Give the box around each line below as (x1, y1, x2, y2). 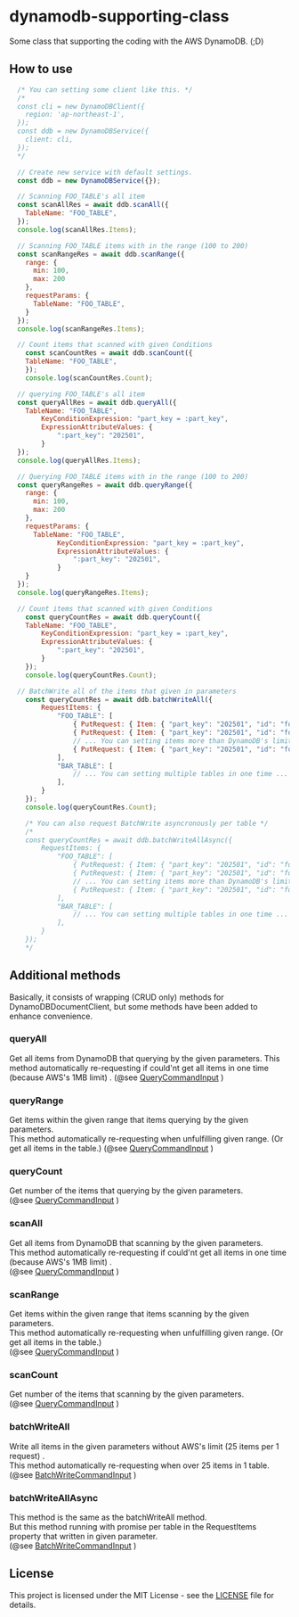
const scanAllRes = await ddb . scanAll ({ (17, 201, 169, 210)
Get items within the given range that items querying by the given (9, 1115, 249, 1126)
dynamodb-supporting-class (9, 6, 230, 27)
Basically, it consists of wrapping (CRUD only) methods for (9, 992, 224, 1002)
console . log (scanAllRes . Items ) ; (17, 225, 138, 234)
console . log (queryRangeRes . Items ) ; (17, 588, 149, 597)
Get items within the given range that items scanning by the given (9, 1308, 250, 1319)
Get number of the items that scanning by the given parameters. (9, 1389, 245, 1399)
